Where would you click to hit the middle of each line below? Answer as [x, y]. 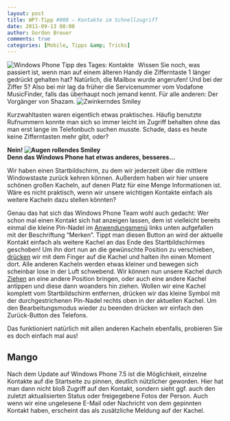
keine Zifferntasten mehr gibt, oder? [58, 137]
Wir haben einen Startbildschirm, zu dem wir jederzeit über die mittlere [107, 170]
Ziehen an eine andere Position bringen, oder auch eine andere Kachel [107, 278]
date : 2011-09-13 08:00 [41, 26]
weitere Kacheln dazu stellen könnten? [62, 200]
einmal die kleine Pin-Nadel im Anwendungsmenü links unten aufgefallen [111, 228]
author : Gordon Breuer [39, 33]
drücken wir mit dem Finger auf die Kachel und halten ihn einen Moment [109, 257]
